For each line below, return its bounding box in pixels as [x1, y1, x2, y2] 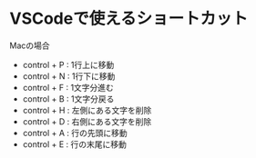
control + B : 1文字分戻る [22, 93, 115, 104]
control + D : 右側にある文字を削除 [22, 115, 152, 127]
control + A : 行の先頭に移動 [22, 127, 128, 138]
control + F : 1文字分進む [22, 82, 114, 93]
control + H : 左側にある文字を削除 [22, 104, 152, 115]
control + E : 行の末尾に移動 [22, 138, 128, 150]
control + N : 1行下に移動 [22, 70, 116, 82]
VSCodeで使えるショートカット [9, 8, 249, 29]
